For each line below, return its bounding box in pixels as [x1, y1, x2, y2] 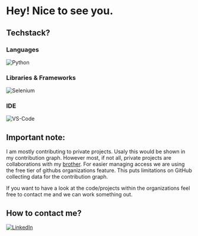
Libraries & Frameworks [6, 73, 76, 82]
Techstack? [6, 28, 50, 38]
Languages [6, 46, 40, 54]
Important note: [6, 132, 65, 143]
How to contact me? [6, 208, 82, 218]
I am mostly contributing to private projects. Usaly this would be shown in [6, 148, 186, 155]
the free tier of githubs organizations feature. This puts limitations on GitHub [6, 167, 193, 174]
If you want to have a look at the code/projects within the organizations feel [6, 185, 190, 192]
